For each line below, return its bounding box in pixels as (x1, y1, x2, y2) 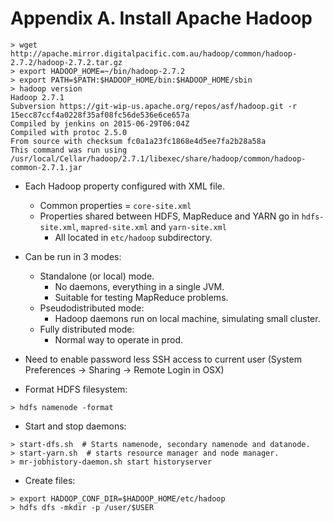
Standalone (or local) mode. (39, 270, 155, 282)
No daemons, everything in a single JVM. (54, 280, 225, 292)
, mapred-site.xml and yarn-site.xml (75, 220, 227, 232)
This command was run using (10, 145, 128, 155)
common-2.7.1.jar (10, 162, 83, 172)
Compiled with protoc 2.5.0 (10, 127, 128, 137)
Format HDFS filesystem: (24, 383, 128, 395)
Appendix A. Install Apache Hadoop (10, 7, 313, 30)
